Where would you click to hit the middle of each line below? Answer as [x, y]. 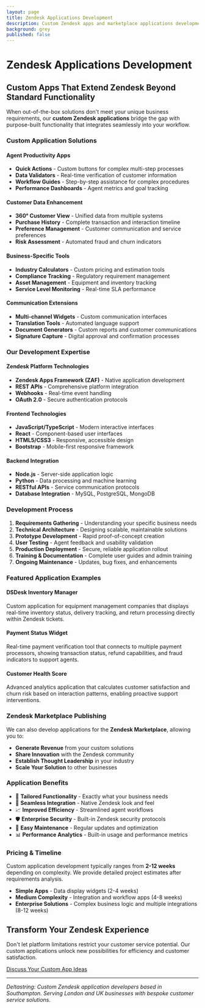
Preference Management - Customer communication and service [98, 229]
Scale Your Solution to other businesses [66, 767]
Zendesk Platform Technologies [48, 366]
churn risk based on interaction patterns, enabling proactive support [92, 694]
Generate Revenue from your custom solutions [74, 747]
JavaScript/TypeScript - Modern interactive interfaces [85, 427]
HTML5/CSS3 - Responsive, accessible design [74, 440]
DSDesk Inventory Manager [42, 592]
